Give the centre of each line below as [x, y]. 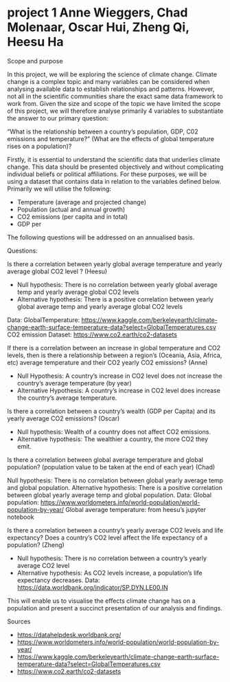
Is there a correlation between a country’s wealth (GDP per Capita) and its [112, 411]
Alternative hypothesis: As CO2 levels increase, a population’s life [110, 573]
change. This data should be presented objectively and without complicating [115, 167]
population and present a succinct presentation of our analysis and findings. [115, 608]
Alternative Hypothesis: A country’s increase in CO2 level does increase [119, 390]
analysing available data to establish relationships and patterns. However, [111, 89]
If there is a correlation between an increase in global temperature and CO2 [114, 348]
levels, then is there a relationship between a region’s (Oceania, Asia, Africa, [115, 355]
